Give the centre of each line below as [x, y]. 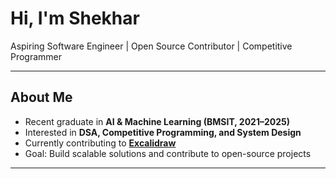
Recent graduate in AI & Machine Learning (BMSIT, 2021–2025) [157, 121]
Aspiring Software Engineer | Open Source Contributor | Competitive [151, 46]
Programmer [36, 56]
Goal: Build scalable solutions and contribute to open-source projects [168, 153]
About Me [41, 97]
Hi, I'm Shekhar [75, 18]
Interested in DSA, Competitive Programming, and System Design [163, 132]
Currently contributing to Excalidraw [100, 143]
